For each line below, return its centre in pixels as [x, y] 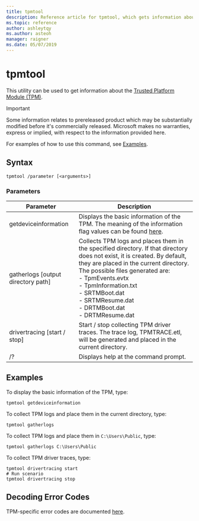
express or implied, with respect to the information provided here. [86, 132]
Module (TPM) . [25, 97]
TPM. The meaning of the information [131, 224]
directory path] [30, 281]
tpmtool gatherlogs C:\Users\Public [51, 447]
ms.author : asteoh [29, 34]
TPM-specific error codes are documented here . [65, 512]
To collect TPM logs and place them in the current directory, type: [86, 414]
